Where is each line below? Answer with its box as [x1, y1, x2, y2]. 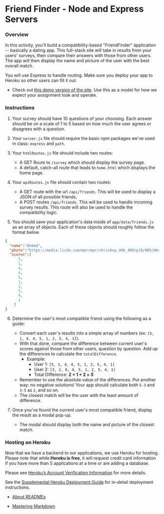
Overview [5, 31, 29, 38]
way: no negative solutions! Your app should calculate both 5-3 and [19, 382, 155, 388]
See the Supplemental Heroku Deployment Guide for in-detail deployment [5, 479, 154, 485]
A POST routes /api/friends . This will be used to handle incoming [19, 199, 153, 205]
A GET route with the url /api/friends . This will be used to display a [19, 189, 156, 195]
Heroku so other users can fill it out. [5, 78, 77, 83]
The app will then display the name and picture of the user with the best [5, 58, 150, 64]
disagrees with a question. [12, 126, 65, 132]
